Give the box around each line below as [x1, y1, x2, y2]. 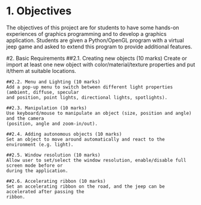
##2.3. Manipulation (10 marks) [6, 105, 87, 111]
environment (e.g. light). [6, 142, 74, 148]
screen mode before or [6, 163, 63, 169]
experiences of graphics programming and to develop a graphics [6, 30, 167, 37]
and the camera [6, 115, 44, 121]
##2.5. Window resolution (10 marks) [6, 152, 101, 158]
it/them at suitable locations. [6, 67, 77, 74]
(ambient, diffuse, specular [6, 89, 79, 95]
